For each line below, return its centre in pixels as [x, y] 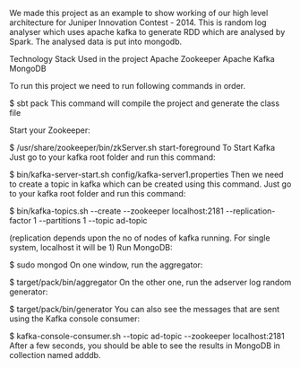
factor [20, 220]
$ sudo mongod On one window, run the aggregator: [106, 265]
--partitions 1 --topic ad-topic [93, 220]
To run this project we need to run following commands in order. [128, 86]
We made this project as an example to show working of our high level [139, 13]
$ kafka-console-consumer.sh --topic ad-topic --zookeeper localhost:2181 [147, 336]
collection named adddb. [55, 355]
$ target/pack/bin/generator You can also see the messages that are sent [145, 309]
